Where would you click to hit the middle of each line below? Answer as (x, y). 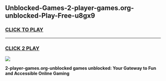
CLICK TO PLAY (24, 30)
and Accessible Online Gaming (37, 73)
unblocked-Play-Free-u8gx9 (50, 16)
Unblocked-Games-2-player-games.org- (70, 8)
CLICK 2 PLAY (22, 48)
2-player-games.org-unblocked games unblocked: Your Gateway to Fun (81, 68)
